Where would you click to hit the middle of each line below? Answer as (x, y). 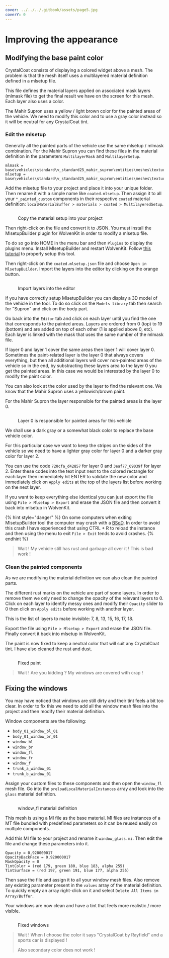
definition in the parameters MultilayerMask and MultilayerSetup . (73, 156)
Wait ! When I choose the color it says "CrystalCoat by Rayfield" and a (90, 935)
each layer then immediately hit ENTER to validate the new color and (76, 476)
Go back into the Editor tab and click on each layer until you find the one (81, 318)
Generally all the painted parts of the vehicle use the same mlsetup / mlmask (84, 145)
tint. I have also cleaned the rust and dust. (49, 649)
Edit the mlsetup (26, 135)
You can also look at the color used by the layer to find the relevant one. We (84, 386)
